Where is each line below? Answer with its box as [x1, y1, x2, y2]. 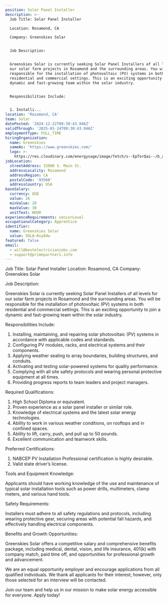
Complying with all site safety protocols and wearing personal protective [12, 369, 162, 375]
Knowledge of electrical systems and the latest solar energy [12, 410, 136, 416]
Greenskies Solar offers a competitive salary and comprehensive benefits [5, 541, 156, 547]
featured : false [5, 238, 39, 243]
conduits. [12, 358, 32, 364]
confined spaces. [12, 425, 48, 432]
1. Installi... [9, 107, 41, 112]
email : [5, 243, 19, 248]
